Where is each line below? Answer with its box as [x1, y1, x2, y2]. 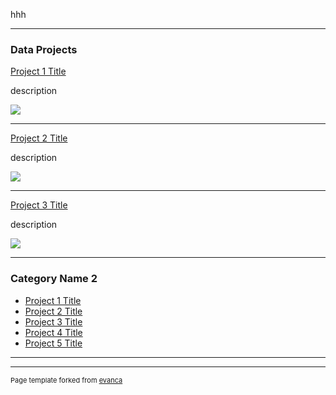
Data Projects [10, 42, 78, 56]
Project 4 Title [24, 326, 83, 338]
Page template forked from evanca [10, 375, 123, 385]
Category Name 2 [10, 272, 98, 286]
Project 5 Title [24, 337, 83, 349]
